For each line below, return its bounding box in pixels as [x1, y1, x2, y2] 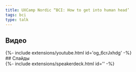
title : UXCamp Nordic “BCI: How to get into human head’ [5, 7, 130, 13]
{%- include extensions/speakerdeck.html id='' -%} [5, 61, 114, 67]
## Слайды [5, 55, 30, 62]
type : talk [5, 17, 29, 22]
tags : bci [5, 12, 27, 17]
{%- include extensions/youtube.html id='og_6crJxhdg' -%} [5, 50, 132, 56]
